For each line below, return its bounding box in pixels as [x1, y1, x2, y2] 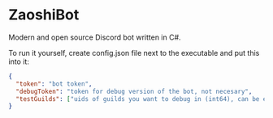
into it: [8, 57, 30, 66]
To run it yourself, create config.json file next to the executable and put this [8, 48, 260, 57]
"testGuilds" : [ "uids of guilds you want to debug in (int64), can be [15, 95, 260, 103]
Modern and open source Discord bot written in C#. [8, 32, 181, 42]
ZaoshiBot [8, 6, 80, 24]
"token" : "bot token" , [15, 79, 93, 88]
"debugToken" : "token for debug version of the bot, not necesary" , [15, 87, 253, 95]
